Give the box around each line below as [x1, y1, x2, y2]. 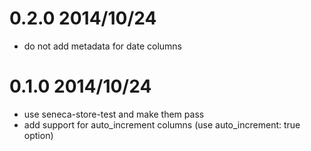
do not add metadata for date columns [23, 40, 182, 52]
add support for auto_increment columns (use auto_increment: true [23, 118, 301, 131]
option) [23, 129, 54, 141]
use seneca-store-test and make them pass [23, 108, 205, 120]
